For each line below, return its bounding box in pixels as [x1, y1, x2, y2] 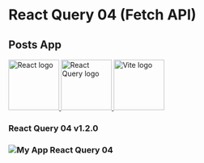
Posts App [8, 38, 62, 52]
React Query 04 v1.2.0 [8, 123, 99, 134]
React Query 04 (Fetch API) [8, 6, 197, 24]
